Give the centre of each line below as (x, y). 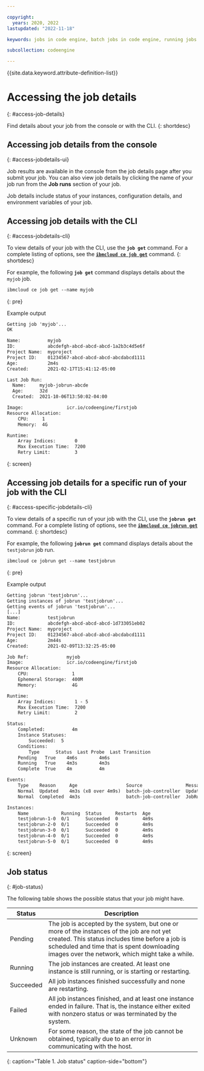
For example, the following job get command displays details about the (96, 272)
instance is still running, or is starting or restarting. (120, 971)
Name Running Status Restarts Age (84, 813)
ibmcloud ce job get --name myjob (51, 290)
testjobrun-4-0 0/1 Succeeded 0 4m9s (86, 836)
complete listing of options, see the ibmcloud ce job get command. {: (94, 254)
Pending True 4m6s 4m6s (64, 758)
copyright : (21, 17)
